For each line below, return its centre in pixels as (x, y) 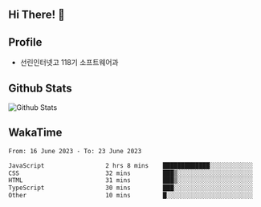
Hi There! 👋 (37, 15)
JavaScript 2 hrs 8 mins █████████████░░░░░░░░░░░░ (130, 165)
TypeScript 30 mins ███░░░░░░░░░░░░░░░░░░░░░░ (130, 188)
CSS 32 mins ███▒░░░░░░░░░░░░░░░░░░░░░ (130, 173)
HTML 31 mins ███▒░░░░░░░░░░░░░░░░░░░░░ (130, 181)
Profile (25, 42)
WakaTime (35, 133)
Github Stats (40, 88)
